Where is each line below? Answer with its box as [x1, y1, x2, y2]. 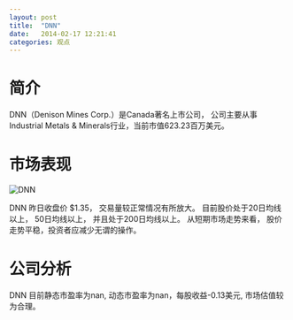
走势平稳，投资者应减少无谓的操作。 [9, 225, 142, 235]
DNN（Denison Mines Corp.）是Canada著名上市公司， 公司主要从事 [9, 110, 258, 120]
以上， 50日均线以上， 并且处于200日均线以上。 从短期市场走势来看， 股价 [9, 214, 283, 225]
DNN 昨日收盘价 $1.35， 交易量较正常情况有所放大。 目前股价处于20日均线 [9, 202, 281, 213]
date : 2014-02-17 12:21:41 [9, 29, 117, 38]
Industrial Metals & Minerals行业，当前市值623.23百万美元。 [9, 120, 229, 131]
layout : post [9, 12, 58, 22]
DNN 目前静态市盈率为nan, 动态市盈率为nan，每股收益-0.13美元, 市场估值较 [9, 290, 284, 301]
